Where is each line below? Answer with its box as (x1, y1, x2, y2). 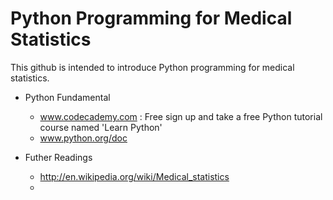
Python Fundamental (24, 91, 111, 103)
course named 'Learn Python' (39, 121, 163, 133)
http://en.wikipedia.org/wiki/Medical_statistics (39, 170, 230, 182)
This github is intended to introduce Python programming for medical (10, 61, 295, 73)
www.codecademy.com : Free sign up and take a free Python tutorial (39, 110, 323, 122)
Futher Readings (24, 151, 93, 163)
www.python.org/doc (39, 132, 128, 144)
